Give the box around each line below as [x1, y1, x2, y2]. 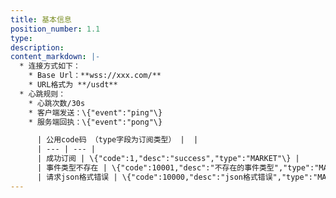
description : [10, 42, 65, 53]
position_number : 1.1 [10, 24, 101, 34]
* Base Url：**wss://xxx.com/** [28, 71, 162, 81]
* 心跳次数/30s [28, 98, 86, 108]
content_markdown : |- [10, 52, 101, 62]
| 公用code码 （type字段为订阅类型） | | [36, 135, 199, 145]
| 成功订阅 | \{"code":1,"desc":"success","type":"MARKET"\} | [36, 154, 300, 164]
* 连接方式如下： [19, 61, 81, 71]
